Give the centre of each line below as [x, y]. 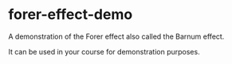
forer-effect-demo [71, 15]
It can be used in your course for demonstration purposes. [104, 51]
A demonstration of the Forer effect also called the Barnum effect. [116, 36]
